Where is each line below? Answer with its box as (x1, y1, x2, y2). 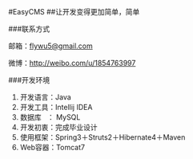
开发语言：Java (19, 92, 72, 102)
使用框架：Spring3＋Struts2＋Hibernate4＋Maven (19, 132, 186, 142)
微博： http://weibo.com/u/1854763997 (8, 59, 136, 67)
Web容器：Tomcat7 (19, 143, 86, 152)
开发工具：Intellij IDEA (19, 103, 93, 112)
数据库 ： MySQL (19, 112, 81, 122)
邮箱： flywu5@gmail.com (8, 41, 94, 51)
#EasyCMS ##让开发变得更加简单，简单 (8, 7, 140, 16)
